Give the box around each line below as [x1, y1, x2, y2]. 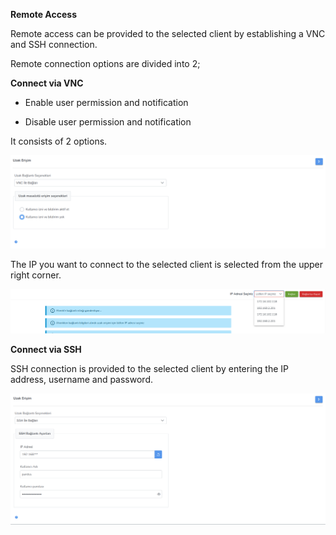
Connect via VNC [10, 77, 84, 89]
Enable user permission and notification [24, 97, 189, 108]
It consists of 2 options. [10, 135, 108, 147]
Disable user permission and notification [24, 116, 192, 128]
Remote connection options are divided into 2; [10, 58, 201, 69]
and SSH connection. [10, 39, 98, 50]
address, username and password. [10, 374, 154, 385]
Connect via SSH [10, 344, 82, 355]
